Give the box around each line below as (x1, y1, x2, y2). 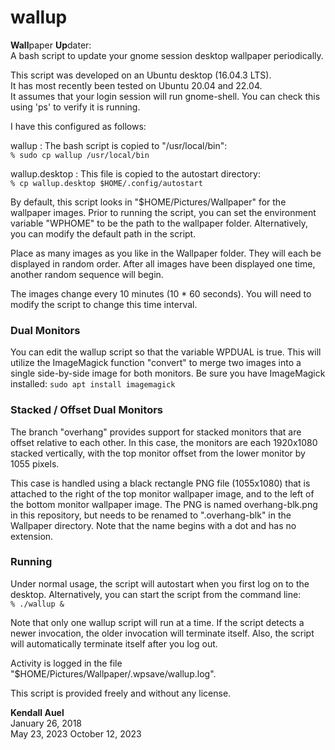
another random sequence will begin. (10, 268, 164, 280)
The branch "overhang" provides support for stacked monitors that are (10, 426, 302, 438)
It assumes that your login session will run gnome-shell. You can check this (10, 90, 321, 102)
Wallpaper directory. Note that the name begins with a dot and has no (10, 519, 297, 531)
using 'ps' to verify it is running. (10, 101, 141, 113)
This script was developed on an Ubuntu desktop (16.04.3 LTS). (10, 69, 272, 81)
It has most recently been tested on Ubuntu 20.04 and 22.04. (10, 79, 263, 91)
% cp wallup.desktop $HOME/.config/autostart (10, 178, 203, 188)
